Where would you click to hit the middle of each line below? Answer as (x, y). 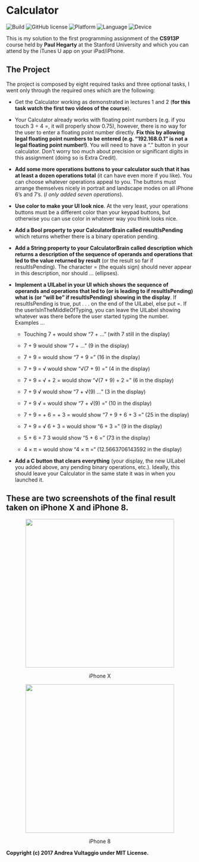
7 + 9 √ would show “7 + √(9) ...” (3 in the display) (85, 391)
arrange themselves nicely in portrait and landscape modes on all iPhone (104, 188)
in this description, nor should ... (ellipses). (67, 273)
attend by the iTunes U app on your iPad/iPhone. (65, 51)
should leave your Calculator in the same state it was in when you (95, 473)
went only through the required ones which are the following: (81, 90)
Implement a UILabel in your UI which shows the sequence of (91, 284)
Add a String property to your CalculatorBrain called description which (104, 248)
